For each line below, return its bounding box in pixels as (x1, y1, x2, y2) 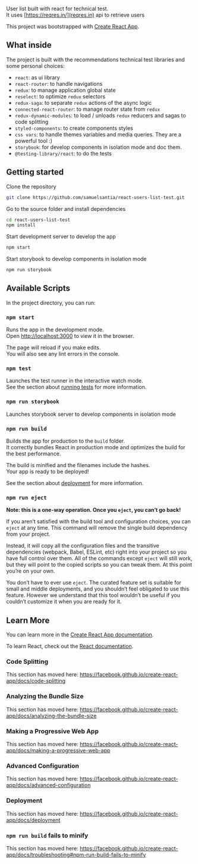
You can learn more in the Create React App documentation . (6, 631, 154, 638)
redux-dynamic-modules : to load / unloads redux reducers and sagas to (14, 111, 186, 119)
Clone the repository (6, 183, 56, 190)
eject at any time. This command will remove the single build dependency (6, 524, 188, 532)
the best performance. (6, 450, 61, 457)
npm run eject (6, 494, 47, 501)
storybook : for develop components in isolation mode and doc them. (14, 143, 182, 151)
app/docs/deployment (6, 816, 61, 823)
